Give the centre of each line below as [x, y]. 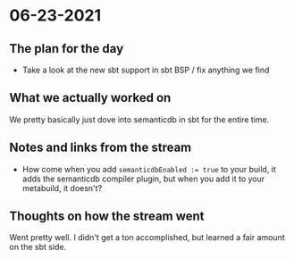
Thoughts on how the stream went [107, 217]
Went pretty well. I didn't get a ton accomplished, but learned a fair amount [147, 238]
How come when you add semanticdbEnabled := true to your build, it [149, 169]
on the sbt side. [38, 247]
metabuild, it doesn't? [62, 188]
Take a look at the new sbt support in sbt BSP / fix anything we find [146, 70]
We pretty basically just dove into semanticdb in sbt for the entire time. [139, 119]
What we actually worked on [90, 98]
